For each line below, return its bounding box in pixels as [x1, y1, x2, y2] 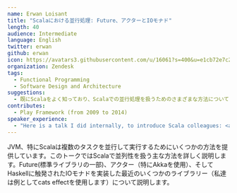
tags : [7, 69, 23, 76]
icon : [7, 57, 23, 64]
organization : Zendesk [7, 63, 74, 70]
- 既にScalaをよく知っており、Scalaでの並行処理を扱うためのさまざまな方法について [13, 96, 229, 103]
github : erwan [7, 50, 49, 57]
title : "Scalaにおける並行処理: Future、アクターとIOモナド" [7, 17, 172, 24]
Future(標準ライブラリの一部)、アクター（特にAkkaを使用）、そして [18, 160, 214, 168]
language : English [7, 37, 61, 44]
